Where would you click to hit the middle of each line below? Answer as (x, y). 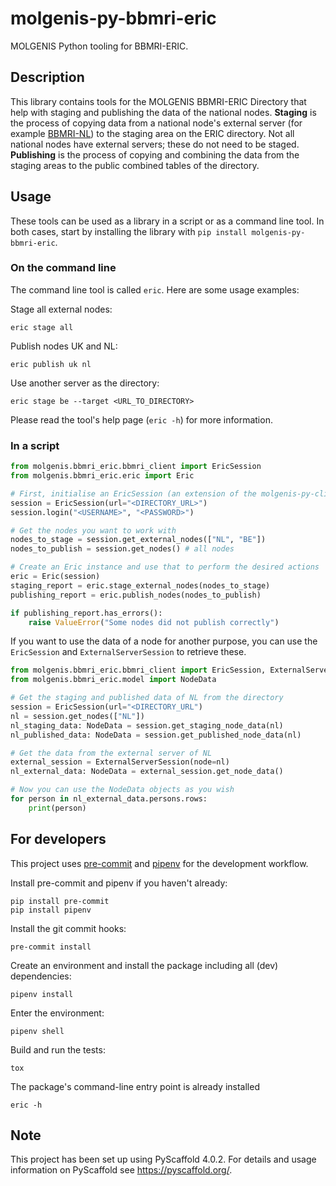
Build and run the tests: (58, 1049)
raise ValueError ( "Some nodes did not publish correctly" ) (154, 622)
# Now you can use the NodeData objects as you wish (122, 790)
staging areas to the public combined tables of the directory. (135, 165)
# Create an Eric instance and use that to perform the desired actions (165, 567)
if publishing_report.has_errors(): (86, 613)
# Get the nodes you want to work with (93, 530)
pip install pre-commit (60, 901)
